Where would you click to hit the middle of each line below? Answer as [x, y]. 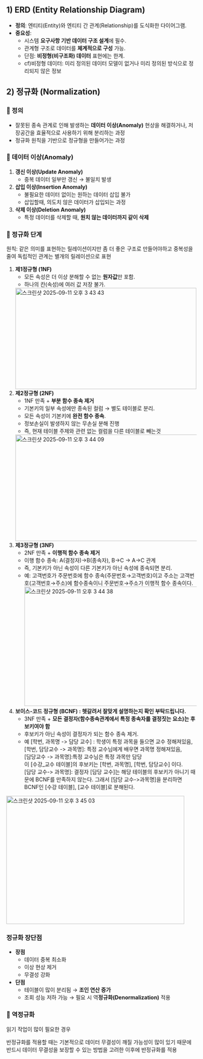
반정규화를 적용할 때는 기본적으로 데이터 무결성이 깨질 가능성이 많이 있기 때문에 [99, 1042]
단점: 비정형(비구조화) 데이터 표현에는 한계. [74, 55]
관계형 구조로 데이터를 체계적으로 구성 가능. [75, 48]
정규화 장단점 [24, 938]
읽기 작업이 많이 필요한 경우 [39, 1029]
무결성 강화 [37, 975]
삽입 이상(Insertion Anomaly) [51, 187]
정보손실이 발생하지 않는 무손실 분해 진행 [72, 423]
